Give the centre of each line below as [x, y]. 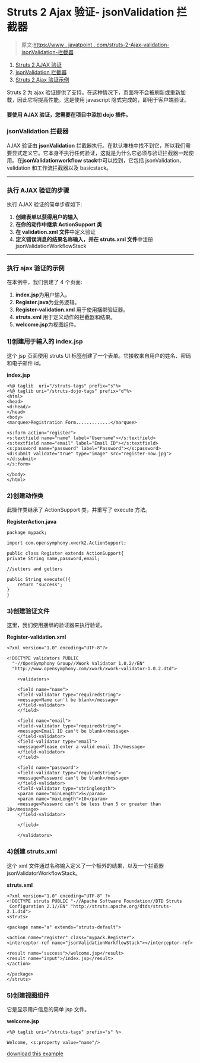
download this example [35, 1053]
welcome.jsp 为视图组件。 [47, 324]
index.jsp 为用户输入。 [43, 295]
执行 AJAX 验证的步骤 [38, 190]
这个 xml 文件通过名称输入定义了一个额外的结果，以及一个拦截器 [85, 865]
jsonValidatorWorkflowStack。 [44, 873]
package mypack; [27, 533]
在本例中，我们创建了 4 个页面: [45, 282]
